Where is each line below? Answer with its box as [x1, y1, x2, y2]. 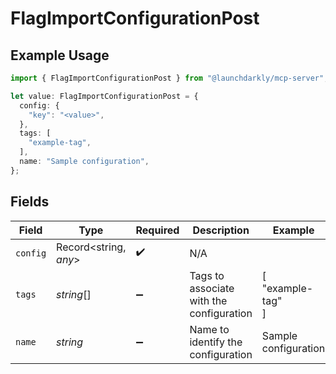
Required [135, 223, 180, 237]
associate [189, 281, 235, 295]
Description [192, 223, 250, 237]
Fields [10, 193, 50, 211]
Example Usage [10, 47, 110, 64]
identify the [189, 335, 243, 349]
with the [189, 293, 228, 307]
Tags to [189, 268, 225, 282]
